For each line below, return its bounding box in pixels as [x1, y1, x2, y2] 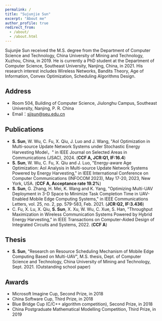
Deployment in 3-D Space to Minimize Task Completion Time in [12, 191, 139, 196]
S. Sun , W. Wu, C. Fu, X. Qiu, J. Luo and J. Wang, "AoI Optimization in [12, 138, 150, 144]
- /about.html [9, 34, 38, 39]
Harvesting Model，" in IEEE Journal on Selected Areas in [12, 149, 127, 155]
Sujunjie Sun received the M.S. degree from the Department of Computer [5, 47, 151, 53]
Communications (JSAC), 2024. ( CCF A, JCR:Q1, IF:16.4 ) [12, 155, 126, 160]
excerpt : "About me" [5, 16, 47, 21]
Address [5, 87, 31, 96]
